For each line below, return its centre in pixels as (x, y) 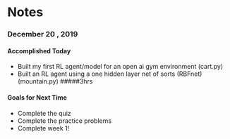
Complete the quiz (44, 113)
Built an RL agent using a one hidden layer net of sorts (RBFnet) (110, 74)
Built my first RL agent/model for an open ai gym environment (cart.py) (120, 67)
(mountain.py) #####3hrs (55, 81)
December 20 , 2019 (43, 34)
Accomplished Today (39, 51)
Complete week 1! (43, 128)
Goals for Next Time (37, 97)
